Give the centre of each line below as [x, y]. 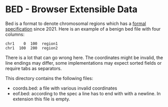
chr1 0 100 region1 [32, 44]
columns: [15, 34]
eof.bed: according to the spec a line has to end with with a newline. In [87, 93]
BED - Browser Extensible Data [72, 9]
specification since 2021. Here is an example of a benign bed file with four [83, 29]
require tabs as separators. [34, 68]
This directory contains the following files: [49, 78]
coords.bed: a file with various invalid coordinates [65, 88]
